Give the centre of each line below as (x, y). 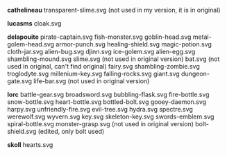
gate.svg (20, 81)
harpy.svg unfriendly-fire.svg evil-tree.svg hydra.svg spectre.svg (100, 109)
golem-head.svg (31, 44)
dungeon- (196, 73)
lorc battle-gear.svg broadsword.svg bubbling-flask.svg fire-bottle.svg (108, 94)
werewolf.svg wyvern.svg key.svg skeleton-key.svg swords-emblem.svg (111, 116)
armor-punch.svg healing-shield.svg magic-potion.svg (133, 44)
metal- (202, 37)
